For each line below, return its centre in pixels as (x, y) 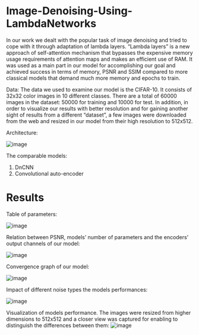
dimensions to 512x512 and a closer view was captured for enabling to (92, 319)
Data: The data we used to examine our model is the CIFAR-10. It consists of (99, 89)
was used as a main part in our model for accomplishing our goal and (91, 65)
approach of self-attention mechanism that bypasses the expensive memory (99, 52)
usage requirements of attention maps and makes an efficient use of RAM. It (99, 59)
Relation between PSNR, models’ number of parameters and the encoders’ (97, 237)
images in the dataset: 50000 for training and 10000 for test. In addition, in (97, 102)
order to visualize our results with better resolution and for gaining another (97, 108)
